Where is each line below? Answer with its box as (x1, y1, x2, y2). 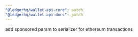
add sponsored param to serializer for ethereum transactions (5, 26, 133, 32)
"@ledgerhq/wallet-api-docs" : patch (5, 12, 83, 17)
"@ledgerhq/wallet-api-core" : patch (5, 7, 83, 13)
